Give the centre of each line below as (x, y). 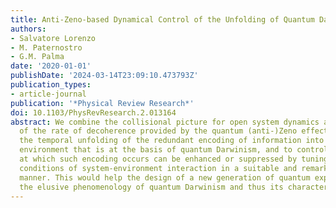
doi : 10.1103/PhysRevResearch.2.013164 (93, 112)
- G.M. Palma (37, 57)
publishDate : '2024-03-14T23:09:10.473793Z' (104, 76)
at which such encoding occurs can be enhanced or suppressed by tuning (174, 159)
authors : (28, 29)
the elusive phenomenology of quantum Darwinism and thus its (151, 187)
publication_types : (51, 85)
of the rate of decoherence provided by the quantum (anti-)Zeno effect (174, 131)
